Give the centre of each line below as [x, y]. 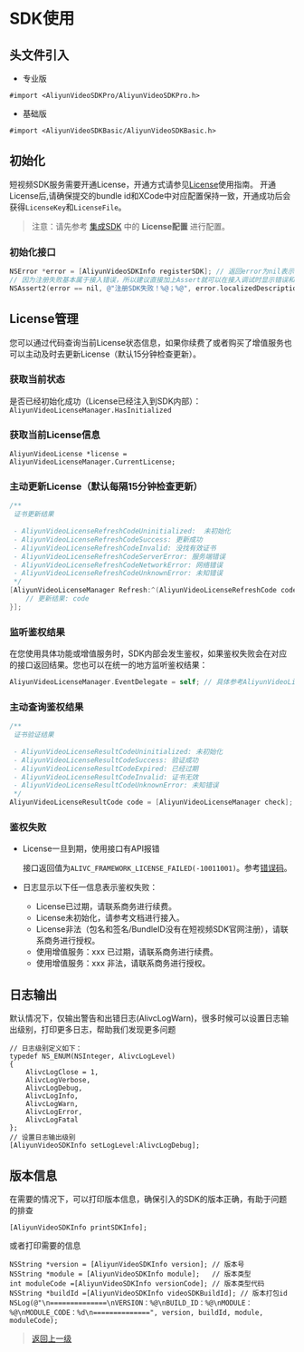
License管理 [44, 319]
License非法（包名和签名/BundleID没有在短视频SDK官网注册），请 [158, 929]
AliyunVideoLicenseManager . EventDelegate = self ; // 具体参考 [126, 682]
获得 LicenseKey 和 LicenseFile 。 [68, 207]
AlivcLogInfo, [52, 1096]
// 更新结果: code [57, 599]
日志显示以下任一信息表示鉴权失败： [90, 887]
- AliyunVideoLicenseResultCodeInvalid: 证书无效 [106, 777]
